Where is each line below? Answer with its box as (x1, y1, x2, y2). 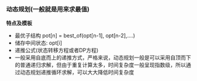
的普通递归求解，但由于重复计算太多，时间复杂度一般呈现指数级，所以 (14, 62, 186, 69)
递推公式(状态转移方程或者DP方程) (14, 47, 99, 54)
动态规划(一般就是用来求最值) (6, 5, 90, 13)
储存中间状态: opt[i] (14, 39, 62, 46)
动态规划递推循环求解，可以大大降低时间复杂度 (20, 69, 134, 76)
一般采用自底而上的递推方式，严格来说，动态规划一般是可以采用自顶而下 (14, 54, 191, 61)
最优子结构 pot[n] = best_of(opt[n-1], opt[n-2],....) (14, 32, 135, 39)
